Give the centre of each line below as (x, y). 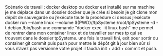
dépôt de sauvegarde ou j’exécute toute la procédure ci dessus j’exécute (78, 17)
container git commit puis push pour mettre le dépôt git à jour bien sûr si (77, 43)
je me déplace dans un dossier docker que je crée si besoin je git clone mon (81, 12)
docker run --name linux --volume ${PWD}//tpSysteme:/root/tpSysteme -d (80, 22)
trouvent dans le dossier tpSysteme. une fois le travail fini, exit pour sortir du (81, 38)
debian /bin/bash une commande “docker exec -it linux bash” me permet (81, 28)
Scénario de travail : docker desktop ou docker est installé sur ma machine (80, 7)
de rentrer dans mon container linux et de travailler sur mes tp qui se (74, 33)
